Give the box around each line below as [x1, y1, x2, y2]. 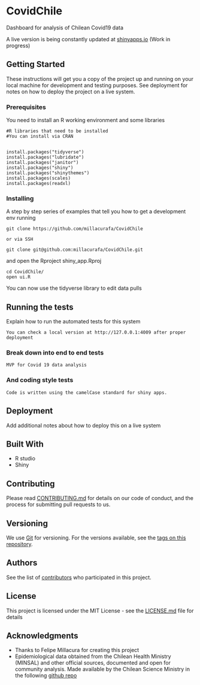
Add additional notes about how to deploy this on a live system [6, 422, 161, 429]
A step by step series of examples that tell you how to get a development [6, 208, 186, 215]
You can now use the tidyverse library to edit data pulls [6, 284, 142, 292]
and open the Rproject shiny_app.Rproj [6, 257, 102, 265]
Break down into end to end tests [6, 348, 104, 357]
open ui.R [6, 274, 31, 280]
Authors [6, 558, 38, 568]
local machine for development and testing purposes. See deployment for [6, 81, 188, 89]
